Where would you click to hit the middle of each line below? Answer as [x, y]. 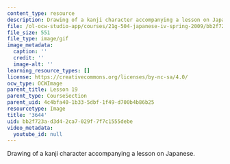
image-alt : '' [33, 64]
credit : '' [29, 58]
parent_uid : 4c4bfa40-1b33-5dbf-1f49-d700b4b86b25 [81, 102]
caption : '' [30, 52]
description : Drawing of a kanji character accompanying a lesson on [108, 20]
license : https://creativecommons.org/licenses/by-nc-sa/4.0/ [98, 77]
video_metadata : [30, 128]
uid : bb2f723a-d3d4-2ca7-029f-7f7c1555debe [70, 121]
